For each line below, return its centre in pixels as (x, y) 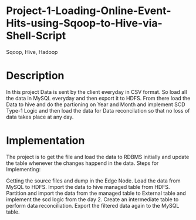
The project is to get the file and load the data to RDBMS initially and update (98, 157)
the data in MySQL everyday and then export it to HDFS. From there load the (98, 98)
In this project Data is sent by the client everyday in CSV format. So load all (97, 92)
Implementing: (23, 169)
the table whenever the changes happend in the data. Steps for (82, 163)
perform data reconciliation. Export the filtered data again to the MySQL (93, 205)
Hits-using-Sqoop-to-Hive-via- (84, 23)
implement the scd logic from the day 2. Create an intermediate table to (92, 199)
